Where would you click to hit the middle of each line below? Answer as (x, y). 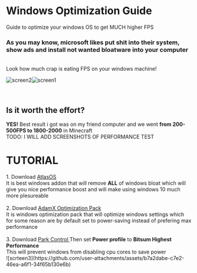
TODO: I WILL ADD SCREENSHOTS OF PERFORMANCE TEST (80, 137)
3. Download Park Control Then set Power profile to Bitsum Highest (89, 239)
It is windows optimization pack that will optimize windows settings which (95, 214)
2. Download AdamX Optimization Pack (54, 208)
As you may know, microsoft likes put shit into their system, (93, 42)
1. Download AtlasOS (31, 177)
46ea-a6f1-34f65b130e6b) (39, 264)
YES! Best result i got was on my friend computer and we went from (89, 124)
